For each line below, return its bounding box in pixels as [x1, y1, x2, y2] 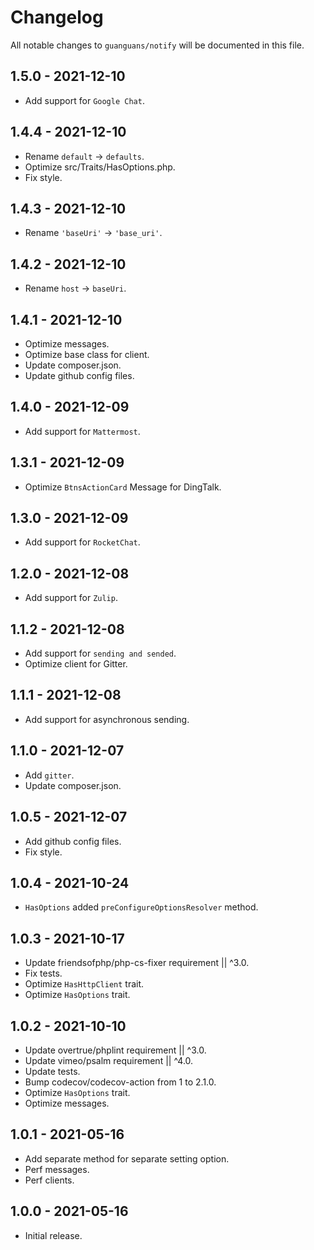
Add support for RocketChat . [24, 536, 141, 548]
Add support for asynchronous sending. [24, 713, 190, 725]
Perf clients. [24, 1174, 75, 1186]
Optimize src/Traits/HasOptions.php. [24, 161, 176, 173]
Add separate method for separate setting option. [24, 1152, 230, 1165]
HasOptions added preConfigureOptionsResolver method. [24, 901, 259, 913]
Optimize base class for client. [24, 349, 150, 360]
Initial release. [24, 1229, 83, 1241]
